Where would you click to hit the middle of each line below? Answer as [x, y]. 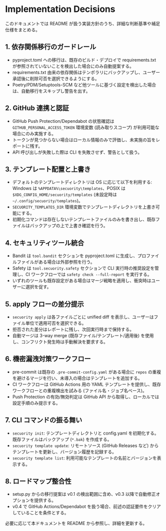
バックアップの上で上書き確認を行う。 [69, 226]
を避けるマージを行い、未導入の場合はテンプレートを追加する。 [77, 378]
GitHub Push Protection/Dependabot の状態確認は [63, 121]
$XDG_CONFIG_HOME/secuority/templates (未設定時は [65, 194]
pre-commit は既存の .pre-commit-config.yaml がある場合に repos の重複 [87, 372]
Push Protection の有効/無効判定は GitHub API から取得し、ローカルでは [86, 397]
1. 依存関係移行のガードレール [51, 47]
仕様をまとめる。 [23, 30]
